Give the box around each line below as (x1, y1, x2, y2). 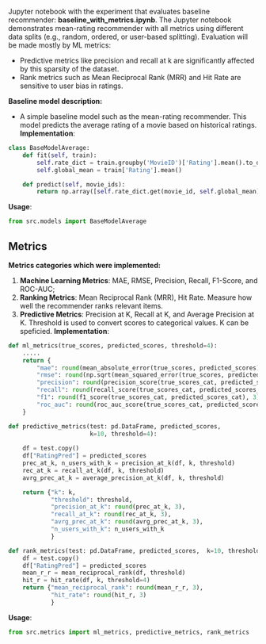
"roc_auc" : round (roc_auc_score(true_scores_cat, (36, 401, 203, 408)
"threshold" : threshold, (50, 496, 133, 504)
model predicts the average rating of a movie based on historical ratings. (19, 121, 257, 129)
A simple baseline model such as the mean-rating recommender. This (19, 112, 247, 121)
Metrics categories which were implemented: (8, 260, 161, 270)
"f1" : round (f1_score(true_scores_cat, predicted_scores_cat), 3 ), (36, 393, 264, 401)
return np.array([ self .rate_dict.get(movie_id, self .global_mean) (36, 188, 260, 196)
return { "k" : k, (22, 488, 77, 496)
